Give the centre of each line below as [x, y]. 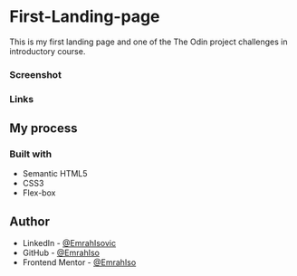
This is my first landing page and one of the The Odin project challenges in [148, 42]
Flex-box [39, 193]
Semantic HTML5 [55, 174]
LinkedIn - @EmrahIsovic [69, 243]
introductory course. [48, 51]
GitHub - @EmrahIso [61, 253]
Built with [31, 154]
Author [29, 221]
